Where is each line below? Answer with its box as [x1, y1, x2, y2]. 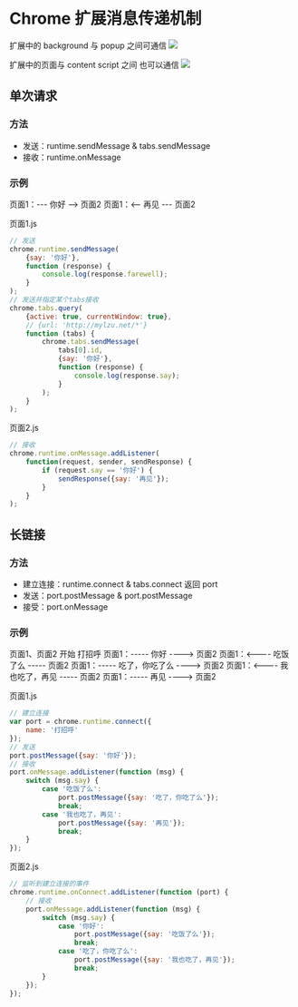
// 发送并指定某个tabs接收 [9, 296, 100, 305]
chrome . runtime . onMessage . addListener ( [9, 449, 160, 458]
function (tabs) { [25, 328, 95, 338]
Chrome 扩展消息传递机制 [9, 8, 202, 29]
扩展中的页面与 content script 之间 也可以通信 [9, 59, 179, 70]
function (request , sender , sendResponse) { [25, 457, 193, 467]
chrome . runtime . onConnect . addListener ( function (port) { [9, 888, 229, 897]
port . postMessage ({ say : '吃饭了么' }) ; [73, 930, 216, 939]
